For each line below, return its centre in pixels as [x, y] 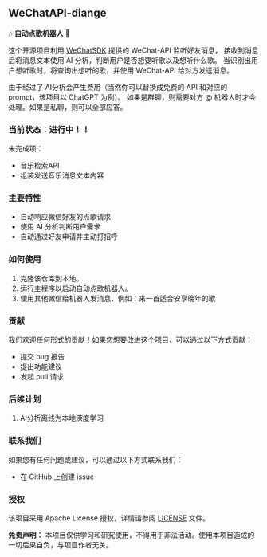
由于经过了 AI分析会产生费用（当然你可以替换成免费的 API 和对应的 [118, 87]
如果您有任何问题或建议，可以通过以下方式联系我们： [96, 459]
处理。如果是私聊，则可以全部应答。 [68, 107]
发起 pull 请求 [42, 377]
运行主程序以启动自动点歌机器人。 [76, 288]
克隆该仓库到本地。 [51, 278]
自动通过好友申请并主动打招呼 [69, 237]
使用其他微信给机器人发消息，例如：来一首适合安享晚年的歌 [118, 298]
